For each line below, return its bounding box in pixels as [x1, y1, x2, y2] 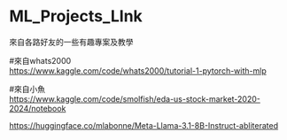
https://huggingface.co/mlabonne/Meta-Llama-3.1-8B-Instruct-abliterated [9, 120, 279, 130]
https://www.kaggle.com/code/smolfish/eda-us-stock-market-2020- [9, 93, 261, 104]
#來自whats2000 [9, 55, 72, 66]
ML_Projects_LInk [9, 6, 143, 27]
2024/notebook [9, 103, 66, 113]
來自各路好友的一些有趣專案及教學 [9, 36, 134, 47]
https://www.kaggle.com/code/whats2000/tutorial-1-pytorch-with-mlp [9, 65, 268, 76]
